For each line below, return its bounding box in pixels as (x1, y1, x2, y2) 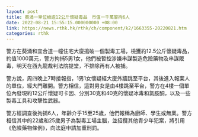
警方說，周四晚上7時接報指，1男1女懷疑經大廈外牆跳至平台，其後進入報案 (6, 75, 185, 82)
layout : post (6, 8, 39, 15)
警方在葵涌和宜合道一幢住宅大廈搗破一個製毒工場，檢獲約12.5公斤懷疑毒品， (6, 48, 193, 55)
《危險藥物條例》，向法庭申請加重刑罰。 (6, 125, 103, 132)
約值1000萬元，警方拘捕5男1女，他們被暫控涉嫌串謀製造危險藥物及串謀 (6, 55, 180, 62)
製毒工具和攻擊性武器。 (6, 97, 63, 104)
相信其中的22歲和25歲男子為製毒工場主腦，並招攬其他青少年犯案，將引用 (6, 117, 185, 124)
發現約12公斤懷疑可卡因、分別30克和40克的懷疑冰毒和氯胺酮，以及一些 (16, 90, 191, 97)
